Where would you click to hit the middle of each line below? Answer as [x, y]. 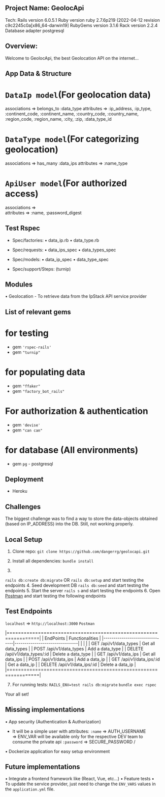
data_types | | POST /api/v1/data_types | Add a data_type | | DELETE [74, 649]
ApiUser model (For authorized [66, 183]
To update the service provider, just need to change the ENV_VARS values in [81, 784]
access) [22, 194]
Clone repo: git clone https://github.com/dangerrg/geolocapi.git [81, 552]
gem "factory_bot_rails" [38, 391]
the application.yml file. [30, 789]
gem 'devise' [26, 424]
